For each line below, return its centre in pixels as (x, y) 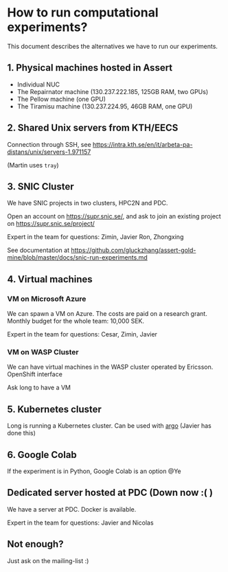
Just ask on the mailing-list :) (48, 560)
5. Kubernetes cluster (54, 409)
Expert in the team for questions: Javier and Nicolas (80, 523)
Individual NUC (38, 84)
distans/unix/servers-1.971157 (49, 152)
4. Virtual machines (50, 279)
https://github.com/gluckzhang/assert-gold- (134, 250)
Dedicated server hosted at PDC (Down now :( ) (110, 493)
